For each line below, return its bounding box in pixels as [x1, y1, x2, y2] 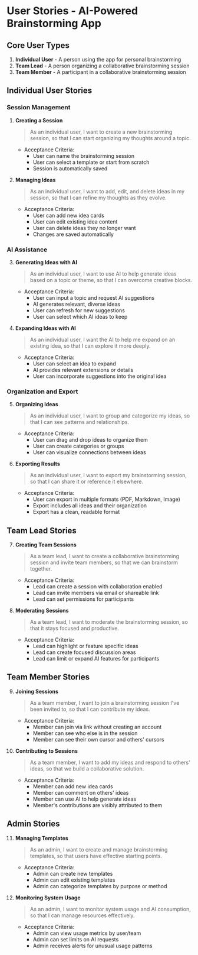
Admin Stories [6, 819, 61, 829]
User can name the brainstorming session [32, 152, 135, 159]
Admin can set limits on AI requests [32, 935, 119, 943]
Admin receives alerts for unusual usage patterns [32, 942, 153, 949]
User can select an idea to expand [32, 360, 117, 367]
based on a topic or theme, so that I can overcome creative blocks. [29, 276, 193, 283]
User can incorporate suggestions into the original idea [32, 373, 167, 380]
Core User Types [6, 40, 70, 50]
